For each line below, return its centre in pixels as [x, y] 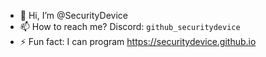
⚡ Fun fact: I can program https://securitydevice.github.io [138, 41]
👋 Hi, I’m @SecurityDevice [73, 15]
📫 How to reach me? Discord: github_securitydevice [130, 26]
